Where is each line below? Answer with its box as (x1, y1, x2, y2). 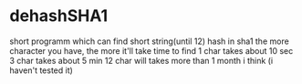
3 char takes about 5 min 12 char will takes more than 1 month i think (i (9, 55, 274, 66)
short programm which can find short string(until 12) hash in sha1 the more (9, 36, 289, 47)
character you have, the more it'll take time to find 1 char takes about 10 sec (9, 45, 294, 56)
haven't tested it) (9, 65, 73, 76)
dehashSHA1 (9, 5, 108, 26)
